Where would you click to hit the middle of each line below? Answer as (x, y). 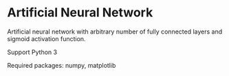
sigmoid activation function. (46, 38)
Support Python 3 (32, 52)
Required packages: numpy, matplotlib (62, 65)
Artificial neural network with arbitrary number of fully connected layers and (115, 31)
